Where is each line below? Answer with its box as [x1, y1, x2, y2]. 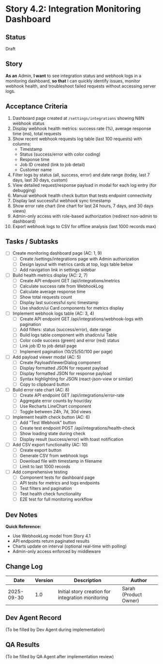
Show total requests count [19, 294, 72, 300]
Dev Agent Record [5, 614, 62, 622]
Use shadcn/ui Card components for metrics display [19, 305, 124, 311]
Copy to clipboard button [19, 381, 70, 387]
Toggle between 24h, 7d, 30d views [19, 409, 91, 415]
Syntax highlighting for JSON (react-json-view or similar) [19, 376, 133, 382]
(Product [122, 591, 142, 598]
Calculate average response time [19, 289, 86, 294]
